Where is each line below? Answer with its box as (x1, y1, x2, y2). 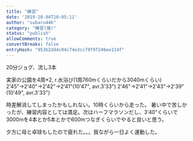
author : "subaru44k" (6, 19, 57, 25)
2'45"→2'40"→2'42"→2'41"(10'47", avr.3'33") (6, 83, 116, 90)
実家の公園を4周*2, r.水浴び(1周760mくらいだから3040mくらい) (6, 76, 162, 83)
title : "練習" (6, 8, 39, 15)
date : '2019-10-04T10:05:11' (6, 14, 77, 20)
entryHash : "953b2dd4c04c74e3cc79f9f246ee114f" (6, 47, 125, 53)
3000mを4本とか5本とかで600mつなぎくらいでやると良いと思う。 (6, 116, 167, 123)
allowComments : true (6, 36, 57, 42)
